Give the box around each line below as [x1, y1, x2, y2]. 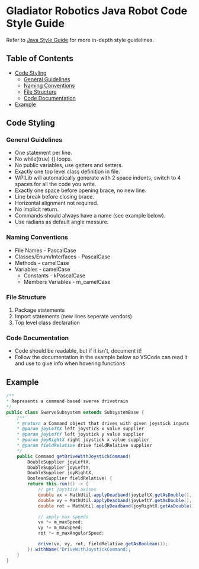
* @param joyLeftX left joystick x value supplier [17, 426, 145, 432]
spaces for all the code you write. [14, 181, 97, 188]
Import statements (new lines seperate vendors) [14, 313, 132, 320]
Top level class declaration [14, 319, 80, 327]
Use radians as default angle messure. [14, 218, 109, 226]
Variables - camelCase [14, 266, 70, 273]
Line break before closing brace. [14, 193, 95, 200]
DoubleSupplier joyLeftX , [27, 459, 92, 465]
